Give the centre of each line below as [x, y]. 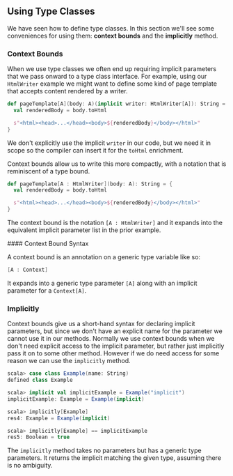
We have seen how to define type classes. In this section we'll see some [111, 28]
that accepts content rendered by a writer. [67, 91]
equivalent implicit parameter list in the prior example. [84, 230]
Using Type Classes [51, 11]
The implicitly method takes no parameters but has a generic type [104, 451]
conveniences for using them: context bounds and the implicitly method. [113, 36]
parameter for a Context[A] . [47, 290]
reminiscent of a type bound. [49, 171]
